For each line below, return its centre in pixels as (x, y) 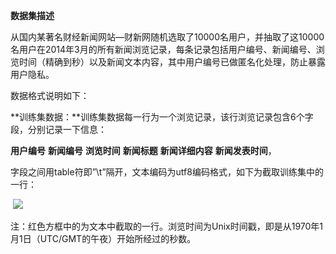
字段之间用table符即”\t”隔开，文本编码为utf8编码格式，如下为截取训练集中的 (167, 172)
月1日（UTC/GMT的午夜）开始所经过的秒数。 (103, 238)
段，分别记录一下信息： (58, 129)
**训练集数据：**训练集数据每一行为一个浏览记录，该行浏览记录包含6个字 (162, 117)
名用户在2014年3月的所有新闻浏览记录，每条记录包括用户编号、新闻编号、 (163, 49)
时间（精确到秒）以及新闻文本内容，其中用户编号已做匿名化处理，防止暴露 (172, 62)
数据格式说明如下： (50, 95)
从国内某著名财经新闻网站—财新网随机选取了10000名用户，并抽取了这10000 (167, 37)
